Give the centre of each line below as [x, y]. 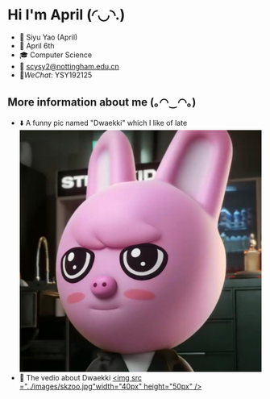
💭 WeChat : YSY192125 [56, 75]
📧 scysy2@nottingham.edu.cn [69, 66]
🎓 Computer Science [56, 55]
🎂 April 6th [37, 45]
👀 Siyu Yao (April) [48, 37]
